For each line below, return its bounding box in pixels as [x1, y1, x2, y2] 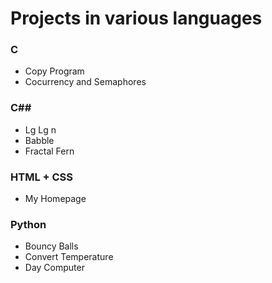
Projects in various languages [10, 7, 263, 30]
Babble [24, 134, 55, 146]
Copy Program [24, 65, 85, 77]
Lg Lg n [24, 123, 57, 136]
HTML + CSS [10, 170, 74, 184]
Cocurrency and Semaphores [24, 76, 147, 88]
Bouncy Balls [24, 240, 79, 252]
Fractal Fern [24, 145, 75, 157]
